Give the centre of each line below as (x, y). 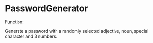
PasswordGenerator (47, 8)
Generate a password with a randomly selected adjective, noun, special (77, 31)
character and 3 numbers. (31, 36)
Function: (15, 22)
